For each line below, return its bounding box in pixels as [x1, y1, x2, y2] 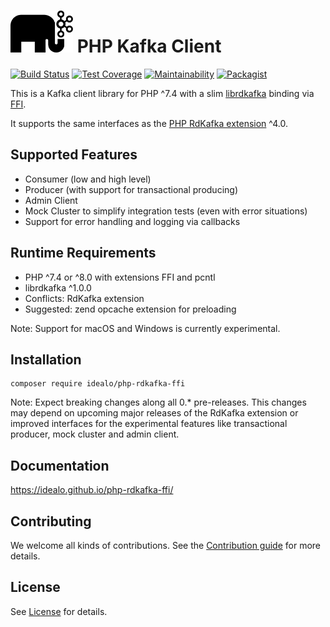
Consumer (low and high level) [24, 173, 152, 185]
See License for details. [10, 605, 108, 617]
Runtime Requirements [10, 245, 157, 262]
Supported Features [10, 146, 138, 164]
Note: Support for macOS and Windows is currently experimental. [10, 322, 281, 334]
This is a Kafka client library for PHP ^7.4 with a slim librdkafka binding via [10, 87, 315, 99]
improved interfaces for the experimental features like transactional [10, 418, 288, 430]
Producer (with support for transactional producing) [24, 183, 238, 195]
